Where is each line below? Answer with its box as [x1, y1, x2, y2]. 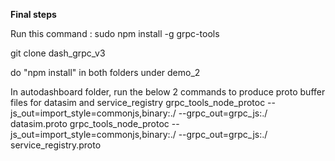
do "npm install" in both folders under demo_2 [10, 67, 201, 78]
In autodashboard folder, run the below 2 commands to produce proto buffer [10, 86, 326, 98]
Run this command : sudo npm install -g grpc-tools [10, 28, 220, 39]
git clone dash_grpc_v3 [10, 47, 106, 59]
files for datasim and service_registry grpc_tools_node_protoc [10, 97, 266, 108]
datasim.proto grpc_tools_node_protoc [10, 118, 170, 129]
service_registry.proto [10, 139, 102, 151]
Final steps [10, 9, 57, 20]
